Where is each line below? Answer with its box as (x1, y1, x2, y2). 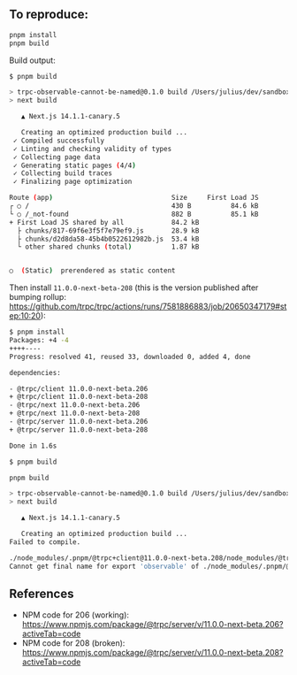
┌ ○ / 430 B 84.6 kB (9, 202, 259, 211)
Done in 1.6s (9, 441, 57, 450)
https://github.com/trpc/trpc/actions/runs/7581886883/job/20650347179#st (9, 301, 287, 312)
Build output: (9, 55, 56, 65)
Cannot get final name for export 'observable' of (9, 562, 200, 571)
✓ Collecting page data (12, 152, 101, 162)
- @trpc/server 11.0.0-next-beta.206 (9, 418, 148, 426)
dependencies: (9, 368, 62, 377)
